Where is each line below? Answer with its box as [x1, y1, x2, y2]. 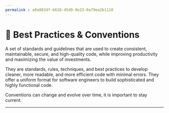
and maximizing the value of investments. [5, 56, 92, 62]
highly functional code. [5, 82, 53, 88]
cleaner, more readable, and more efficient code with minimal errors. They [5, 71, 159, 77]
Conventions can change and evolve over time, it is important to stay [5, 91, 147, 98]
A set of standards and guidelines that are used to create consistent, [5, 46, 147, 52]
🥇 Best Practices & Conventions [5, 29, 140, 40]
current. [5, 97, 22, 103]
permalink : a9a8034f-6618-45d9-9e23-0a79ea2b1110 [5, 7, 114, 13]
